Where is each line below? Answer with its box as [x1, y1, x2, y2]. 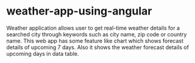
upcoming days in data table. [6, 50, 79, 57]
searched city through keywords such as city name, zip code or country [6, 30, 187, 38]
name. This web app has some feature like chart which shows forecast [6, 37, 184, 44]
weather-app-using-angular [6, 4, 152, 18]
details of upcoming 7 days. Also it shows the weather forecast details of [6, 44, 189, 51]
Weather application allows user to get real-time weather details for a [6, 24, 180, 31]
